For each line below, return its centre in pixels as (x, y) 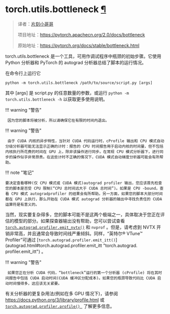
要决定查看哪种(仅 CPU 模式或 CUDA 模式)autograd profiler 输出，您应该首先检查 (84, 183)
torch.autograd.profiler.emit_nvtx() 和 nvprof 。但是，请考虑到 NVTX (80, 227)
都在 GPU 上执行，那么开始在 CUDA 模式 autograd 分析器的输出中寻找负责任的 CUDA (84, 199)
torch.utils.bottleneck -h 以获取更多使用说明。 (56, 99)
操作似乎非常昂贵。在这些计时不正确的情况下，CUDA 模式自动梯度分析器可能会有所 (86, 157)
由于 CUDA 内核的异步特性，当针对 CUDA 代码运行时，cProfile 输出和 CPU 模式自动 (86, 141)
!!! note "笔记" (20, 172)
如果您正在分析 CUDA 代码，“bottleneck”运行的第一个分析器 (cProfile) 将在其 (83, 273)
